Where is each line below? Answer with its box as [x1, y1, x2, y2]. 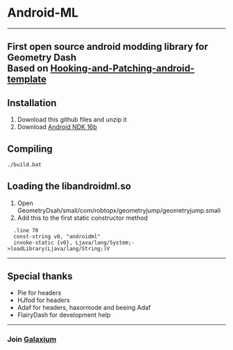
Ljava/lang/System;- [75, 239, 135, 246]
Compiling [7, 143, 53, 155]
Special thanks [7, 270, 73, 282]
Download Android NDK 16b [17, 123, 97, 131]
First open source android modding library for [7, 41, 209, 53]
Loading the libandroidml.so [7, 180, 132, 192]
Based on [7, 62, 49, 74]
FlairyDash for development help [17, 310, 111, 320]
